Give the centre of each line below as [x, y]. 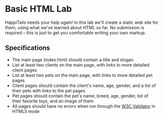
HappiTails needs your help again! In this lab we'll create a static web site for [82, 22]
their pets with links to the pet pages [49, 90]
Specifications [27, 48]
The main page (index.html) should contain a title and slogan [73, 60]
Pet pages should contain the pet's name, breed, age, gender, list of [80, 96]
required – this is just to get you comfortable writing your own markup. [75, 33]
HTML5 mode [26, 111]
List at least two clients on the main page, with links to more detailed [81, 65]
